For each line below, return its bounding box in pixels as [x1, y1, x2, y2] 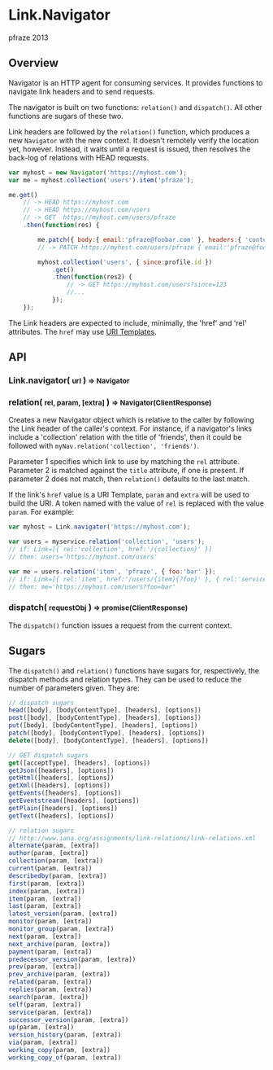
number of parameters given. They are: [8, 682, 140, 693]
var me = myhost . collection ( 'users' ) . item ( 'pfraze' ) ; [8, 176, 195, 184]
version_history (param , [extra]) [8, 1031, 122, 1039]
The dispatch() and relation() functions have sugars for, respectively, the [8, 665, 260, 675]
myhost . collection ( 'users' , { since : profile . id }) [37, 258, 213, 266]
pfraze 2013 [8, 33, 49, 42]
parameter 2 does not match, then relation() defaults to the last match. [8, 474, 250, 484]
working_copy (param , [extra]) [8, 1046, 111, 1055]
